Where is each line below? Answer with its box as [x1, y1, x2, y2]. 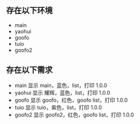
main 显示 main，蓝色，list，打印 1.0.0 [14, 82, 108, 89]
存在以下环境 [6, 5, 53, 16]
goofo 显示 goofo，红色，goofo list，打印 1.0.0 [14, 96, 128, 103]
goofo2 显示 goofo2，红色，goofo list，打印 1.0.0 [14, 111, 134, 118]
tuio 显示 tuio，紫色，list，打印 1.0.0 [14, 103, 102, 110]
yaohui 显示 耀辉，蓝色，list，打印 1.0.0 [14, 89, 111, 96]
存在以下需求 [6, 65, 53, 75]
